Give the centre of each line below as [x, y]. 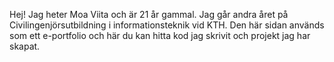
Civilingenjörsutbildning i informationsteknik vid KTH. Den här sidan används [167, 25]
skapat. [25, 46]
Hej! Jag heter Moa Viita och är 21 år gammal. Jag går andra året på [149, 14]
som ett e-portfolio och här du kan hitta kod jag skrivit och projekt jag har [160, 35]
